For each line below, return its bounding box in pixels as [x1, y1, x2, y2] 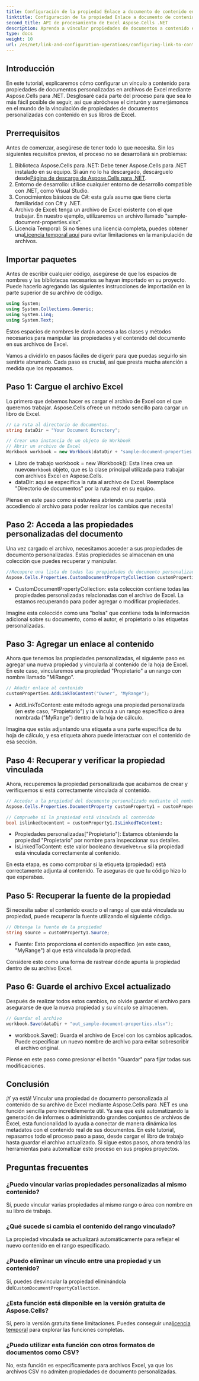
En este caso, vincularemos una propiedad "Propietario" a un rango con [6, 667, 182, 674]
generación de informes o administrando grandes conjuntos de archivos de [6, 1113, 190, 1121]
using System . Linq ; [6, 312, 54, 318]
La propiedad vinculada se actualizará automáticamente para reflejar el [6, 1236, 179, 1243]
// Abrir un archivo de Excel [6, 443, 81, 450]
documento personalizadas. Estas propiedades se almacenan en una [6, 551, 175, 558]
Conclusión [6, 1079, 50, 1089]
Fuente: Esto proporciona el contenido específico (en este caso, [14, 941, 171, 947]
